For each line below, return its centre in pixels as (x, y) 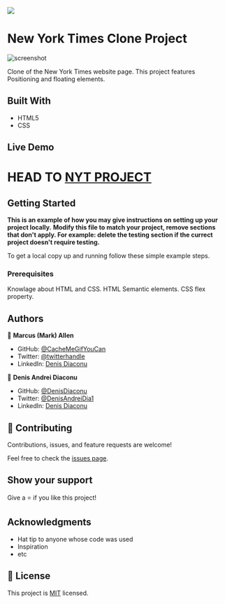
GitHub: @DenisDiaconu (52, 391)
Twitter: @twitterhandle (51, 356)
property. (21, 297)
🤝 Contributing (40, 428)
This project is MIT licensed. (48, 593)
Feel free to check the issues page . (58, 458)
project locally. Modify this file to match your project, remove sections (111, 227)
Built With (29, 101)
